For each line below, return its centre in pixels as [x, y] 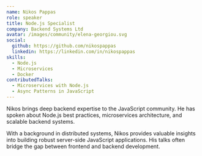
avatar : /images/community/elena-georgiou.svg [67, 35]
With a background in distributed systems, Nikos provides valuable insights [101, 133]
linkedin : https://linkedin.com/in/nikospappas [74, 52]
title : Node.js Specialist [41, 23]
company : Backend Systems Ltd [45, 29]
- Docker [23, 74]
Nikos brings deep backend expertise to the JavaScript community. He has [101, 108]
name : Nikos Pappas [31, 12]
